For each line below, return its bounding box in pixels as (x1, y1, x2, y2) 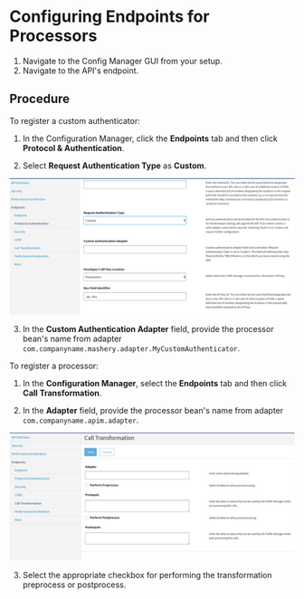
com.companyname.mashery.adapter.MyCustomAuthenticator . (22, 342, 241, 354)
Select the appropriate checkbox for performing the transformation (22, 570, 272, 581)
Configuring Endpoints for (9, 6, 210, 27)
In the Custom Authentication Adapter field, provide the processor (22, 323, 274, 334)
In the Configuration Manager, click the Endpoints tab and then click (22, 133, 279, 144)
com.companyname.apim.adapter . (22, 414, 139, 425)
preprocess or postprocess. (22, 579, 127, 590)
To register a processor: (9, 360, 100, 371)
